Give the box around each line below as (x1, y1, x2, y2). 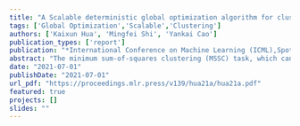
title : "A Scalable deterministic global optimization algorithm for (9, 12, 274, 22)
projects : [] (9, 95, 58, 105)
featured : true (9, 87, 66, 96)
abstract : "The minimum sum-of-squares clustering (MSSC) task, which (9, 54, 278, 63)
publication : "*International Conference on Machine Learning (9, 46, 246, 55)
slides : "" (9, 104, 50, 113)
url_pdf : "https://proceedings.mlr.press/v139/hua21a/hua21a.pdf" (9, 79, 262, 88)
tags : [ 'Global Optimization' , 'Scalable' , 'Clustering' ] (9, 21, 221, 30)
